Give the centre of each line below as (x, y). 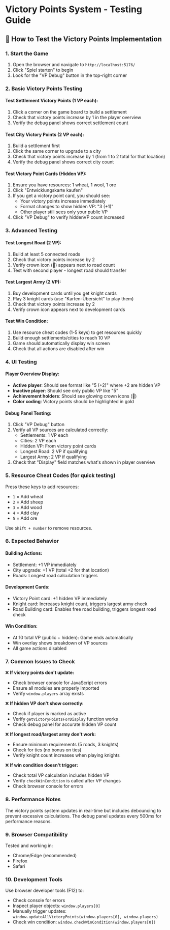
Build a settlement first (36, 146)
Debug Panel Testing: (28, 413)
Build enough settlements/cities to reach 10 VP (61, 337)
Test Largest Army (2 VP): (33, 282)
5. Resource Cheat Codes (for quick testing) (60, 475)
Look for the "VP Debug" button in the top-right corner (70, 75)
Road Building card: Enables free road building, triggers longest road (84, 609)
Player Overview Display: (32, 374)
